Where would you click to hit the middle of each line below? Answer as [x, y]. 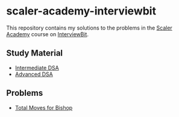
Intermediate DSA [37, 68]
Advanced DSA [34, 74]
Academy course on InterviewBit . [48, 34]
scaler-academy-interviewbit [81, 11]
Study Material [35, 53]
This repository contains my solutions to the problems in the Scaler [89, 28]
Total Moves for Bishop [44, 107]
